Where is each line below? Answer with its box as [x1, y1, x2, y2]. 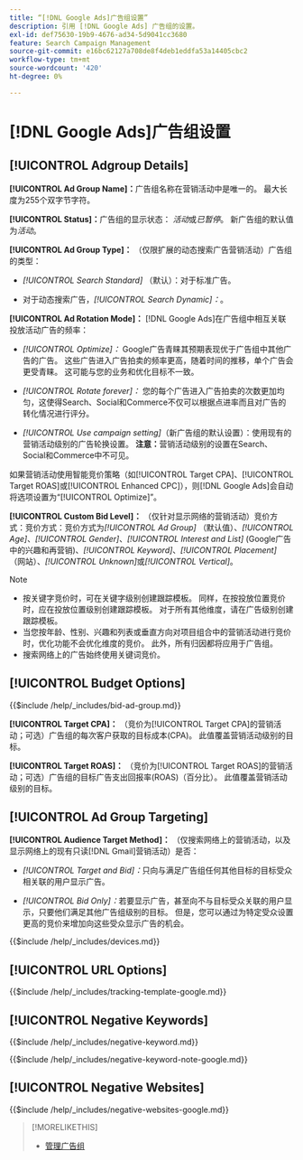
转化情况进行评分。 [22, 407, 95, 418]
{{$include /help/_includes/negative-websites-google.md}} [9, 1104, 230, 1115]
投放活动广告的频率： [9, 324, 88, 335]
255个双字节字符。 [24, 194, 96, 205]
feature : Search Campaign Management [9, 38, 151, 48]
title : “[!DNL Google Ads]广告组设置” [9, 13, 149, 23]
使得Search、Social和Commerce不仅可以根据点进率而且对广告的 [46, 397, 287, 407]
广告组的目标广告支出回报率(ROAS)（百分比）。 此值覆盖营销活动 [48, 772, 289, 782]
